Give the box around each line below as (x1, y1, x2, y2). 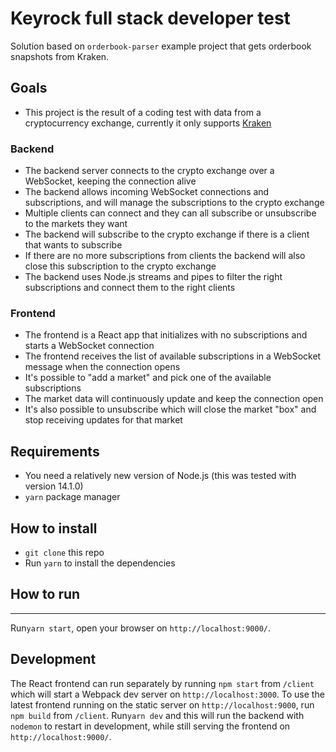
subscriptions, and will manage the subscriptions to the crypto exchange (24, 197, 325, 209)
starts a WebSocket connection (24, 340, 155, 352)
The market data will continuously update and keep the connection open (24, 393, 324, 405)
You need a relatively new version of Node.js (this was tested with (24, 470, 297, 482)
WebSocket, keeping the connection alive (24, 175, 197, 187)
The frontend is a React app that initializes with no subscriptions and (24, 329, 308, 341)
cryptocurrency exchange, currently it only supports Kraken (24, 117, 272, 129)
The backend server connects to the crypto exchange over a (24, 165, 275, 177)
